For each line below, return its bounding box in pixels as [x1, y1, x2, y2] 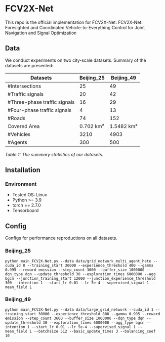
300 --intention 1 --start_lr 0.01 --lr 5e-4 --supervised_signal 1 [5, 280, 149, 285]
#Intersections [7, 83, 41, 89]
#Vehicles [7, 130, 31, 137]
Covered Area [7, 123, 40, 129]
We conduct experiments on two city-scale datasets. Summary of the [5, 57, 147, 63]
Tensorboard [12, 208, 39, 214]
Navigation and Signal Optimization [5, 30, 77, 36]
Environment [5, 181, 37, 188]
